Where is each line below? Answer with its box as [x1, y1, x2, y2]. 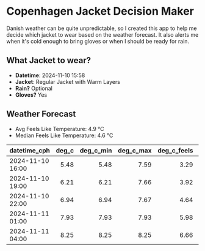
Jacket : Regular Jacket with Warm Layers [15, 78, 121, 85]
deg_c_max [118, 146, 152, 154]
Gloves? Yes [15, 91, 48, 99]
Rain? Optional [15, 84, 53, 92]
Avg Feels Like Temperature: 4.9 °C [15, 125, 104, 132]
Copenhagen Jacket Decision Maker [6, 4, 194, 18]
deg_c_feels [157, 146, 193, 154]
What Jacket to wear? [6, 55, 92, 66]
